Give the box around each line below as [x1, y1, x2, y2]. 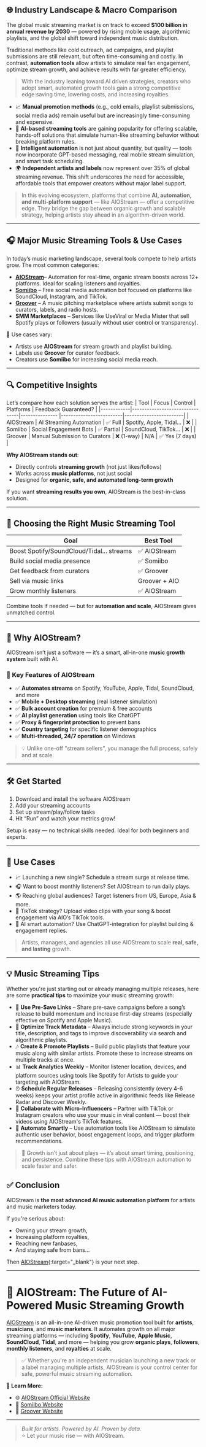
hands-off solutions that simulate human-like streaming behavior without [15, 131, 199, 139]
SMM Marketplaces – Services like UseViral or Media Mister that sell [15, 312, 189, 320]
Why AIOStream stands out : [6, 451, 79, 459]
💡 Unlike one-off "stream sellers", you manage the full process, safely [21, 745, 198, 752]
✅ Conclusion [6, 1180, 60, 1190]
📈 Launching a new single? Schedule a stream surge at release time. [15, 873, 190, 881]
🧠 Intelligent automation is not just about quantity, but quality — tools [15, 144, 192, 152]
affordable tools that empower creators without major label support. [15, 179, 187, 187]
